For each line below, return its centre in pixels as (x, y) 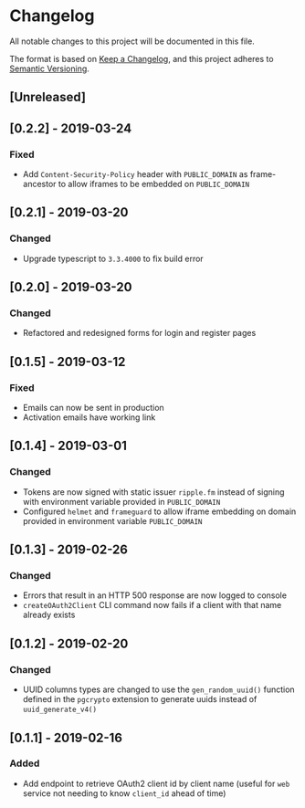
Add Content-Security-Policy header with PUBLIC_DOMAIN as (135, 174)
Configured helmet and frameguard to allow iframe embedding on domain (159, 511)
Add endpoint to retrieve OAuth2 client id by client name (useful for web (156, 783)
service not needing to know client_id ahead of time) (124, 793)
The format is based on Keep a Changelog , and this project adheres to (142, 58)
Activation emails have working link (89, 417)
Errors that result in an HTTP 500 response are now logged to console (155, 595)
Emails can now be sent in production (93, 408)
